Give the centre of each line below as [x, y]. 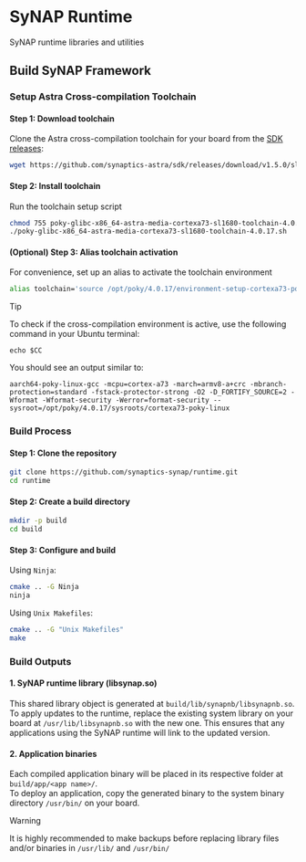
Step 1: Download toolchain [62, 118]
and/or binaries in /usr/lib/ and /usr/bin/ [90, 848]
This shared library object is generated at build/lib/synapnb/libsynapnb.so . [152, 704]
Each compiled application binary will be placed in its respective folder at [147, 774]
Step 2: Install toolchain [55, 185]
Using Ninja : [33, 570]
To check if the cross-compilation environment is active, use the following [148, 324]
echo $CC [26, 351]
